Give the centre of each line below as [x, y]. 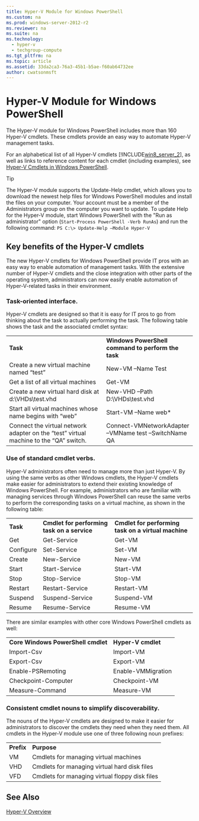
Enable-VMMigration [143, 671]
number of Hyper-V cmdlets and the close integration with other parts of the [99, 273]
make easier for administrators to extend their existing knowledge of [89, 484]
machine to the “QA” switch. [48, 441]
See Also [23, 797]
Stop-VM [128, 578]
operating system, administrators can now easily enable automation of [92, 280]
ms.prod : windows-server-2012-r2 [47, 23]
